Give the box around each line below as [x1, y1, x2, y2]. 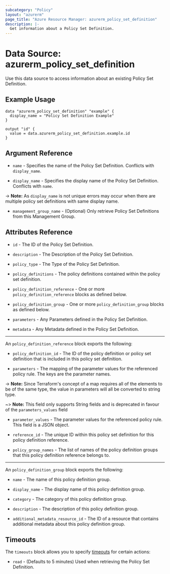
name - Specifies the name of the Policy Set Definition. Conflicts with [12, 162, 154, 168]
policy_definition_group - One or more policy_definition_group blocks [12, 301, 164, 307]
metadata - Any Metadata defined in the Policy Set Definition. [12, 326, 139, 332]
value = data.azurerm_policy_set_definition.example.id [10, 131, 130, 136]
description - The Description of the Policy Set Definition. [12, 251, 134, 257]
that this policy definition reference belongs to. [12, 452, 110, 458]
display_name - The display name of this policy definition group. [12, 486, 145, 492]
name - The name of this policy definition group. [12, 476, 111, 483]
